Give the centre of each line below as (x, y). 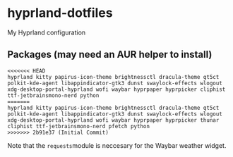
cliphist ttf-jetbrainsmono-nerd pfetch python (79, 126)
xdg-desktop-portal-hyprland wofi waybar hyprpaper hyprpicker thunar (113, 120)
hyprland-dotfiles (60, 13)
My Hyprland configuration (47, 32)
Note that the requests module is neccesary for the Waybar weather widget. (117, 145)
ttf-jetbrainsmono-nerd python (53, 95)
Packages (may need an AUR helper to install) (110, 55)
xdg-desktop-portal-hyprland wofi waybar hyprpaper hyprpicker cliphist (116, 89)
